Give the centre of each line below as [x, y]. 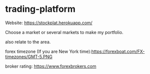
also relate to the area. [28, 42]
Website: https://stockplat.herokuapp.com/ [49, 23]
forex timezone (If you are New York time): [48, 51]
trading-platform [40, 9]
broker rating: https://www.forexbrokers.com [51, 66]
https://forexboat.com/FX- [118, 51]
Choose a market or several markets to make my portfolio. [64, 32]
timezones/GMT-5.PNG [29, 56]
